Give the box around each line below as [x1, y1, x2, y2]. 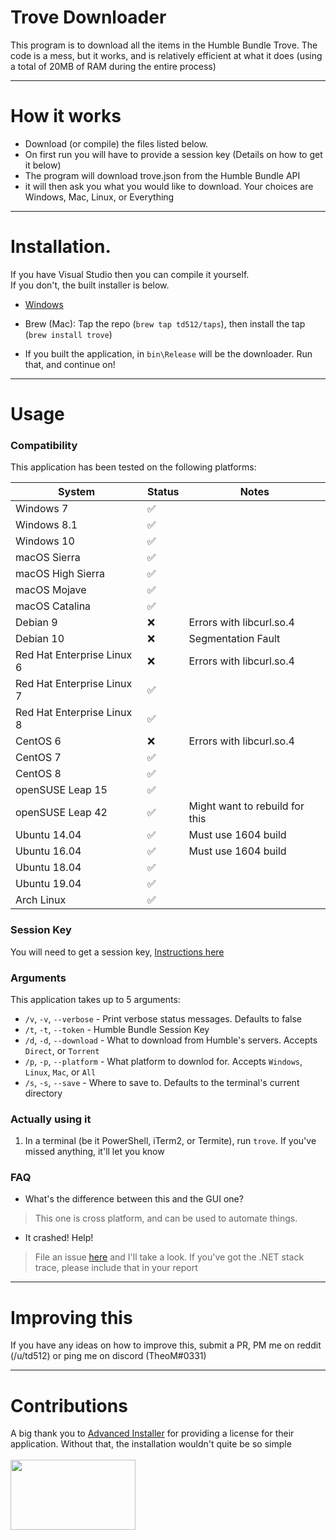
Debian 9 [15, 616, 58, 630]
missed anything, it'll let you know [24, 1146, 165, 1158]
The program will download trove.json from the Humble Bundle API [24, 169, 301, 181]
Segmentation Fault [188, 632, 281, 646]
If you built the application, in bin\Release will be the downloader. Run [24, 347, 313, 360]
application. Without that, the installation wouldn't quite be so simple [10, 1438, 292, 1450]
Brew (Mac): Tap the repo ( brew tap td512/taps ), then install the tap [24, 317, 306, 330]
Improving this [10, 1306, 133, 1329]
